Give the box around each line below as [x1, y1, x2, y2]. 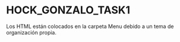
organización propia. [6, 29, 56, 36]
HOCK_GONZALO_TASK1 [6, 3, 131, 17]
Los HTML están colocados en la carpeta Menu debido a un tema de [6, 23, 174, 30]
